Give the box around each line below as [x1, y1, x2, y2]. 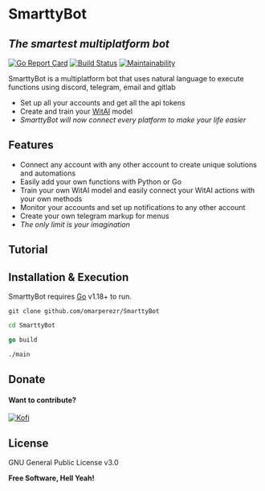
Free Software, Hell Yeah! [8, 473, 95, 483]
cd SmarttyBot [8, 321, 56, 330]
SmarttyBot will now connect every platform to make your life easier [19, 115, 247, 125]
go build [8, 336, 38, 344]
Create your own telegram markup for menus [19, 211, 169, 221]
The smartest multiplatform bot [8, 37, 170, 51]
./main [8, 350, 31, 358]
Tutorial [8, 243, 48, 257]
